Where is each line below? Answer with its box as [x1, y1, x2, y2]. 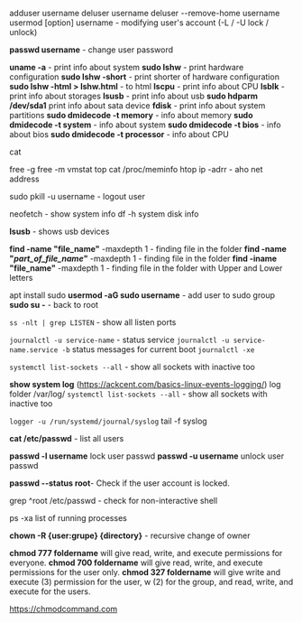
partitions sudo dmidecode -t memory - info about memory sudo [9, 110, 254, 120]
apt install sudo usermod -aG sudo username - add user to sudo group [9, 290, 275, 301]
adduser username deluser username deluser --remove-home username [9, 8, 280, 18]
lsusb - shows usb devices [9, 226, 110, 237]
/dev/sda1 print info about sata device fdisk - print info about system [9, 100, 266, 111]
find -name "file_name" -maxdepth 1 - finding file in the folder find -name [9, 244, 287, 254]
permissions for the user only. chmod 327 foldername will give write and [9, 567, 281, 577]
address [9, 173, 40, 184]
